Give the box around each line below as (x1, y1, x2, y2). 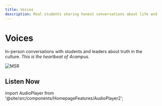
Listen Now (5, 77, 40, 86)
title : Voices (5, 7, 34, 12)
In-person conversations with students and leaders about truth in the (5, 49, 143, 54)
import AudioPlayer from (5, 90, 54, 96)
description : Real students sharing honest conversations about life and (5, 12, 158, 17)
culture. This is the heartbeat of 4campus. (5, 54, 90, 60)
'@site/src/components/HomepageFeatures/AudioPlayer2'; (5, 95, 124, 101)
